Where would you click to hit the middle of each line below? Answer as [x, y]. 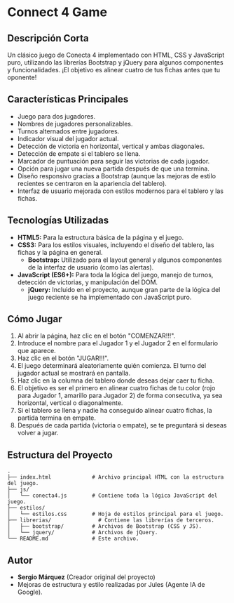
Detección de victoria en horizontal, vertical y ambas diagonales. [111, 146]
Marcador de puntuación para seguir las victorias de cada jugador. [113, 161]
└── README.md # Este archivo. [73, 539]
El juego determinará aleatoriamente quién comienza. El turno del [112, 366]
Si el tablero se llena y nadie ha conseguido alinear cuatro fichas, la [115, 411]
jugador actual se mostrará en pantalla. [74, 373]
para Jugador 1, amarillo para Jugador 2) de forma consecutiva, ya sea [120, 396]
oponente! [22, 77]
